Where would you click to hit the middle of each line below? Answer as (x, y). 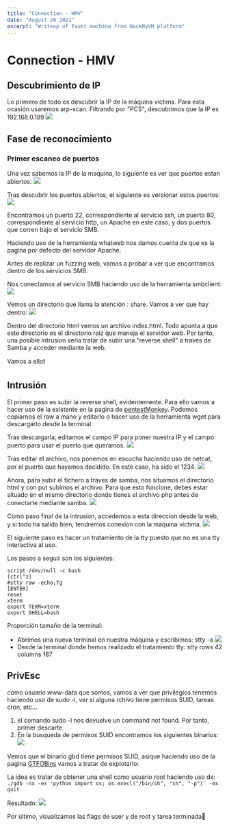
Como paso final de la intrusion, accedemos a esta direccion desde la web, (113, 516)
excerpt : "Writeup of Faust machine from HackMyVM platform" (96, 26)
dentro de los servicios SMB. (48, 271)
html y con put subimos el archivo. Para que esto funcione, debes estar (108, 487)
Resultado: (22, 803)
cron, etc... (22, 707)
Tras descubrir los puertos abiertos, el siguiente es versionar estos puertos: (114, 195)
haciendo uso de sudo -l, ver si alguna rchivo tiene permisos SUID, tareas (110, 699)
